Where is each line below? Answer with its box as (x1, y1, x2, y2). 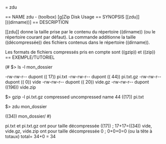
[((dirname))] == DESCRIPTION (5, 19, 69, 25)
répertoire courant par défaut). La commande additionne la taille (5, 34, 136, 40)
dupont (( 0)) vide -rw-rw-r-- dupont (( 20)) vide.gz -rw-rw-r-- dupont (5, 79, 149, 85)
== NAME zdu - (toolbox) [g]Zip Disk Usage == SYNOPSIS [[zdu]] (5, 14, 140, 19)
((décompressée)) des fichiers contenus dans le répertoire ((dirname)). (5, 39, 150, 45)
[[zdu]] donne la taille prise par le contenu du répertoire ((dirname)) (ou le (5, 29, 156, 34)
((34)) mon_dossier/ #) (5, 113, 52, 119)
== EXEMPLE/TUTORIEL (5, 54, 55, 60)
